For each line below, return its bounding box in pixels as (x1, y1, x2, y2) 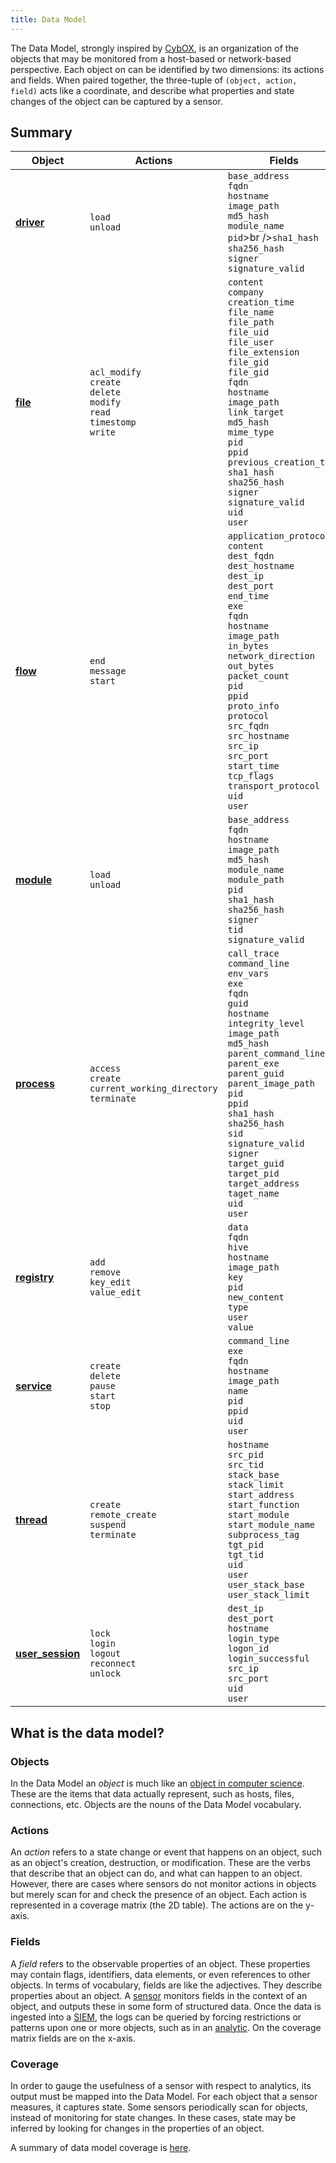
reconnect (89, 1658, 137, 1670)
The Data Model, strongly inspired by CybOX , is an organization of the (10, 42, 299, 54)
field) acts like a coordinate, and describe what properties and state (10, 84, 295, 96)
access (89, 1063, 122, 1075)
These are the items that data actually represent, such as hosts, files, (10, 1788, 295, 1800)
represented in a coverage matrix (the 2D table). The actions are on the (10, 1899, 304, 1911)
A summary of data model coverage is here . (10, 2142, 192, 2154)
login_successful (227, 1653, 310, 1665)
